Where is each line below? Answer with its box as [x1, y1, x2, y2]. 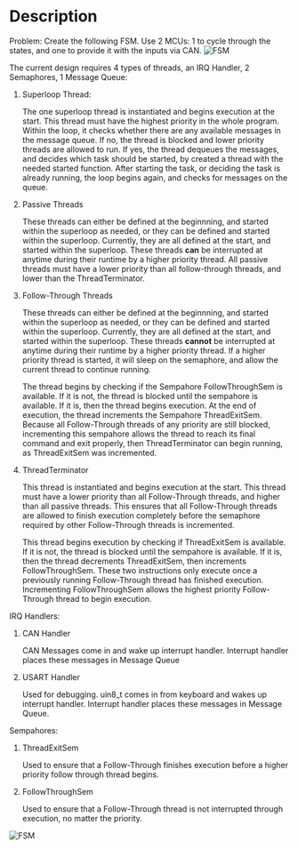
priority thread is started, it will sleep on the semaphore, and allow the [21, 354, 278, 365]
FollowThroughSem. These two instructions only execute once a [21, 565, 258, 575]
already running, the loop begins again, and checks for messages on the [21, 172, 288, 183]
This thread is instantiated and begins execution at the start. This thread [21, 482, 286, 493]
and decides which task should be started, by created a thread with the [21, 153, 284, 164]
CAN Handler [21, 628, 71, 638]
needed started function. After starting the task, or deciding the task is [21, 163, 281, 173]
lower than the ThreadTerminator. [21, 273, 145, 284]
